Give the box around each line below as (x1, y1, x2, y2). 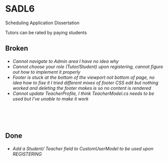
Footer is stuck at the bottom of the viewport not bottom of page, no (12, 74, 155, 80)
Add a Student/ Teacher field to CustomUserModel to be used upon (12, 145, 154, 151)
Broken (5, 44, 29, 53)
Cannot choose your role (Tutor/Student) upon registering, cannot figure (12, 64, 163, 70)
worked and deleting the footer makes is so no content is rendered (12, 85, 151, 91)
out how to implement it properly (12, 69, 81, 75)
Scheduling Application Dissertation (5, 20, 80, 26)
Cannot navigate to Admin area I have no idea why (12, 58, 119, 64)
